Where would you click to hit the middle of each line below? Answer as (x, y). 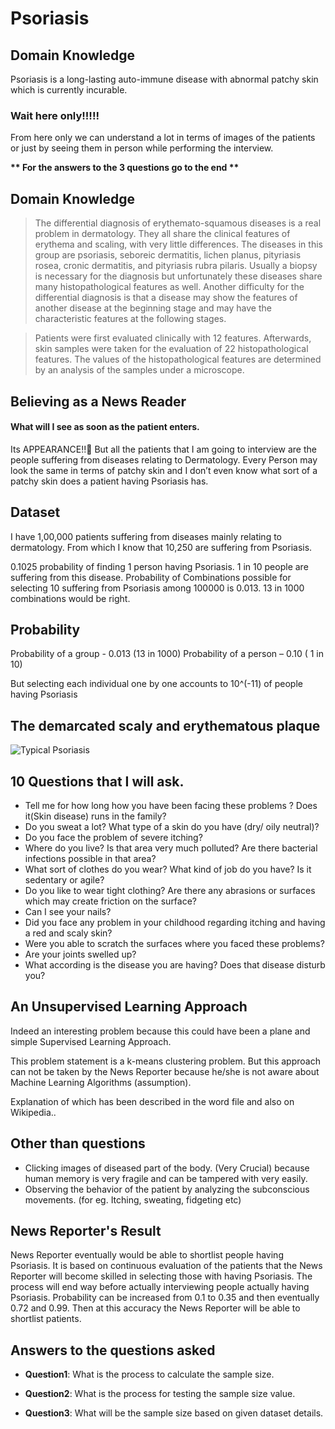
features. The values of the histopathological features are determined (178, 359)
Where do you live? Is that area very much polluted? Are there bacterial (171, 848)
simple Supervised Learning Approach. (91, 1041)
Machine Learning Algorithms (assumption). (101, 1082)
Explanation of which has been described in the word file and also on (152, 1101)
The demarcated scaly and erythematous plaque (165, 725)
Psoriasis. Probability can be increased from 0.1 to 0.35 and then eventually (165, 1298)
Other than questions (78, 1143)
